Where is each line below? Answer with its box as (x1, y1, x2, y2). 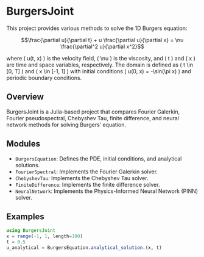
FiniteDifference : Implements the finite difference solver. (15, 181, 160, 188)
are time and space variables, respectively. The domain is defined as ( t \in (6, 61, 194, 68)
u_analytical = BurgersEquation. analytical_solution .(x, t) (6, 245, 163, 251)
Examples (6, 211, 44, 222)
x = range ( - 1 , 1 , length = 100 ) (6, 233, 83, 239)
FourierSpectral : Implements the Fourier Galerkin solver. (15, 168, 158, 175)
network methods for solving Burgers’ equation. (6, 121, 127, 128)
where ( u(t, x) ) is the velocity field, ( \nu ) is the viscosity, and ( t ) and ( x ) (6, 54, 196, 62)
